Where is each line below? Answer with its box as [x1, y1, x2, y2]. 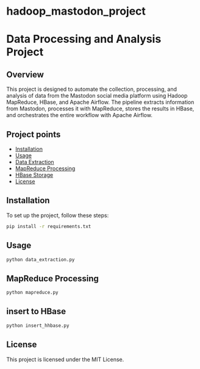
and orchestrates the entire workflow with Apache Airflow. [6, 112, 152, 119]
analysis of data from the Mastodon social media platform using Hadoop [6, 92, 188, 99]
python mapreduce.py [6, 290, 59, 296]
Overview [6, 69, 45, 80]
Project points [6, 129, 61, 140]
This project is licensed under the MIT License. [6, 356, 124, 363]
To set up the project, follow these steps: [6, 212, 109, 219]
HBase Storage [15, 171, 54, 178]
